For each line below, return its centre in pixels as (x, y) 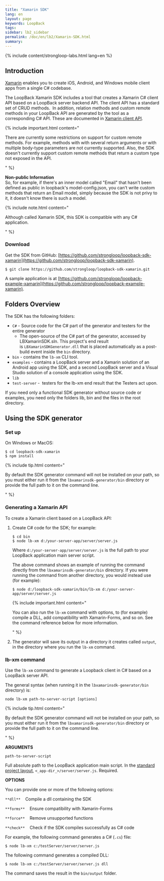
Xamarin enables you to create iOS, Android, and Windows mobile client (78, 83)
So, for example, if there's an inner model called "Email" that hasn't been (78, 182)
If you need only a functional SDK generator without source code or (73, 392)
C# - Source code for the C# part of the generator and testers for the (81, 325)
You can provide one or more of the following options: (59, 789)
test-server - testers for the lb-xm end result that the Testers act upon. (85, 383)
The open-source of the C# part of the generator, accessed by (82, 336)
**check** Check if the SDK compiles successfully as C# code (70, 828)
